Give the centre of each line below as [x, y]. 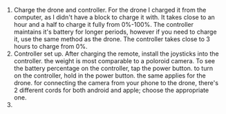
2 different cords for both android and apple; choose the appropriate [111, 90]
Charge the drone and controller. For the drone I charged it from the [110, 10]
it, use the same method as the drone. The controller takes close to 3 [112, 39]
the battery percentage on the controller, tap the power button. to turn [113, 68]
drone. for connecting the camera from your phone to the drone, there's [116, 83]
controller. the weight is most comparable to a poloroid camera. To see [114, 61]
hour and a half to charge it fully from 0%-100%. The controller [103, 24]
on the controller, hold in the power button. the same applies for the [110, 76]
